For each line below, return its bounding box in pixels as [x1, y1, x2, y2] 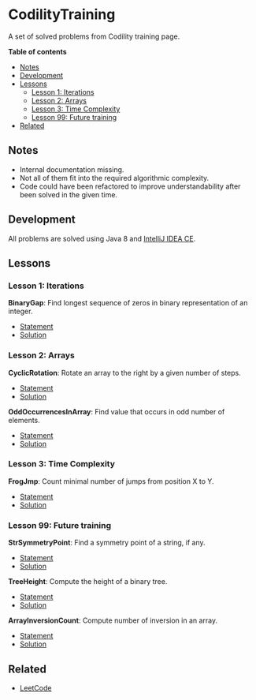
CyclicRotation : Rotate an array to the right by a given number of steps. [8, 368, 242, 377]
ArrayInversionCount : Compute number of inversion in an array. [8, 616, 218, 625]
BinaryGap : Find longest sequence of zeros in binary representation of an [8, 298, 248, 308]
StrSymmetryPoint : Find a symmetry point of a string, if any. [8, 538, 206, 548]
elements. [8, 415, 41, 425]
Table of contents [8, 47, 67, 56]
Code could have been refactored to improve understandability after [19, 182, 241, 191]
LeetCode [19, 683, 52, 692]
